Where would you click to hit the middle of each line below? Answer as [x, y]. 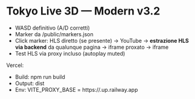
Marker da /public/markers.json [54, 34]
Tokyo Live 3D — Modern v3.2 [83, 11]
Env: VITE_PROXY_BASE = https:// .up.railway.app [76, 89]
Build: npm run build [40, 77]
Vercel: [15, 65]
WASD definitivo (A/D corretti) [53, 28]
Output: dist [30, 83]
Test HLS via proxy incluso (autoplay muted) [70, 53]
